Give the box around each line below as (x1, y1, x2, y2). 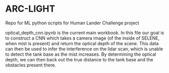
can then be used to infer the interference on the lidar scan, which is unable (5, 46, 163, 52)
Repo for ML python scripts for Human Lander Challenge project (5, 20, 139, 26)
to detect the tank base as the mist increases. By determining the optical (5, 51, 156, 57)
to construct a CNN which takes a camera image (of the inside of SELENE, (5, 35, 160, 41)
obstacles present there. (5, 62, 57, 68)
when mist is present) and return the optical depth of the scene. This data (5, 40, 159, 46)
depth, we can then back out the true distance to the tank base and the (5, 56, 153, 62)
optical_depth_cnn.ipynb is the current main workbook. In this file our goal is (5, 29, 164, 35)
